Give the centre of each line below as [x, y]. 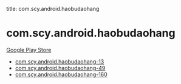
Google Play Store [29, 50]
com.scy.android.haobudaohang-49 [60, 68]
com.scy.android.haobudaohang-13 [60, 61]
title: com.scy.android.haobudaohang [53, 9]
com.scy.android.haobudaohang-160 [61, 74]
